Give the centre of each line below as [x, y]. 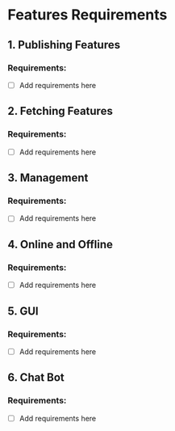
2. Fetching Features [60, 111]
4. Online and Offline [60, 244]
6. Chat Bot [36, 378]
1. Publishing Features [64, 45]
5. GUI [23, 311]
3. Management [48, 178]
